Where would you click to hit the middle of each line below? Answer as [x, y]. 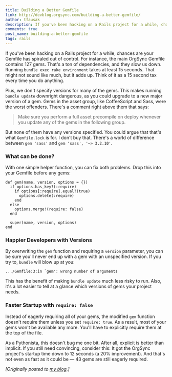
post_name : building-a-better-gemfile [47, 34]
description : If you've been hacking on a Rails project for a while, [82, 24]
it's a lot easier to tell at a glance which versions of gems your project [79, 286]
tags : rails [18, 39]
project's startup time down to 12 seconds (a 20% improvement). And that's [85, 353]
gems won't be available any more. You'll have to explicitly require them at [83, 327]
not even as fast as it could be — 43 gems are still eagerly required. [77, 359]
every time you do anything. [35, 81]
